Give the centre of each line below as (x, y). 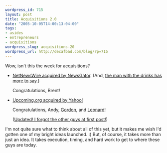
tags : (11, 28)
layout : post (19, 14)
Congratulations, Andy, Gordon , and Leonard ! (59, 110)
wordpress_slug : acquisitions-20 (40, 47)
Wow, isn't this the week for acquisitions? (48, 66)
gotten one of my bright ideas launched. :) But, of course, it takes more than (83, 134)
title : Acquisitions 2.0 (31, 19)
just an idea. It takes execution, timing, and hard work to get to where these (83, 140)
